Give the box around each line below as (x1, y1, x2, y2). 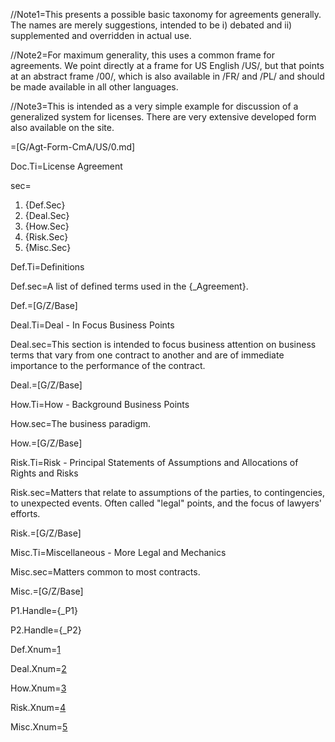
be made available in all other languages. (10, 81, 179, 93)
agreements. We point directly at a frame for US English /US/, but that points (10, 60, 325, 71)
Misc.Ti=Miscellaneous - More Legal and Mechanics (10, 547, 227, 558)
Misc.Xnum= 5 (10, 721, 68, 733)
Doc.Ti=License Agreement (10, 160, 123, 172)
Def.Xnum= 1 (10, 644, 62, 655)
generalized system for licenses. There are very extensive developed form (10, 111, 317, 123)
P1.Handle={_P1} (10, 605, 79, 616)
